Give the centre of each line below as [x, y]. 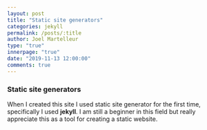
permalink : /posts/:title [44, 33]
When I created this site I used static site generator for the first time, [104, 104]
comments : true [29, 65]
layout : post [26, 13]
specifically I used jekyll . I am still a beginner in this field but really [101, 111]
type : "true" [26, 46]
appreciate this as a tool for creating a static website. [82, 119]
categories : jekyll [35, 26]
